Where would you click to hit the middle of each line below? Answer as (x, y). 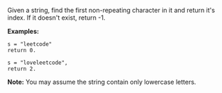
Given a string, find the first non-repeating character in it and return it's (111, 10)
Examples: (23, 31)
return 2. (22, 69)
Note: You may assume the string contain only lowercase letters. (102, 82)
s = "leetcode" (30, 44)
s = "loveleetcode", (38, 63)
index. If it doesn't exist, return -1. (56, 18)
